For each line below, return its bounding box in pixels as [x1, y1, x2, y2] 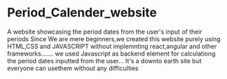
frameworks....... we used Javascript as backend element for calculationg [7, 49, 216, 58]
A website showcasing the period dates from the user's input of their [7, 27, 202, 36]
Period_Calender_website [7, 5, 157, 21]
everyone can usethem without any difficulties [7, 64, 139, 72]
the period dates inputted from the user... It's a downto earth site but [7, 56, 202, 65]
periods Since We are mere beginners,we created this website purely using [7, 34, 221, 43]
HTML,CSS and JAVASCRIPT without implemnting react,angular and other [7, 42, 217, 50]
